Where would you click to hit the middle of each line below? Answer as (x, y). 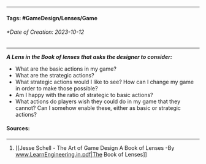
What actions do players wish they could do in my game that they (98, 101)
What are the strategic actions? (55, 75)
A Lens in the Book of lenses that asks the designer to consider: (90, 57)
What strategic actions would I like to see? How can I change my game (105, 82)
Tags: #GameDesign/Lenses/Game (52, 18)
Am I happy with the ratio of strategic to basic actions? (84, 95)
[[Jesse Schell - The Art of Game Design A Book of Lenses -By (95, 148)
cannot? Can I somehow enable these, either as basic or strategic (98, 107)
